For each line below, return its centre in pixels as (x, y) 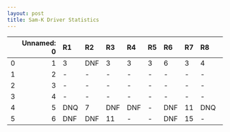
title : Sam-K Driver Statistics (53, 20)
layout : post (26, 13)
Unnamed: (39, 43)
